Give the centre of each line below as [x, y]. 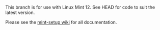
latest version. [20, 12]
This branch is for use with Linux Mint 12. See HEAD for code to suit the [80, 7]
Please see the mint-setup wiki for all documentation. [61, 22]
